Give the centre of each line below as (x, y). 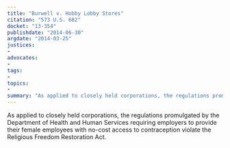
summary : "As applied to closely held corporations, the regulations (108, 96)
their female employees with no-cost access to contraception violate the (109, 130)
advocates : (23, 58)
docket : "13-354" (32, 26)
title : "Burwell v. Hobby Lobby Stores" (66, 13)
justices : (21, 45)
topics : (18, 83)
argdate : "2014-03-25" (39, 39)
